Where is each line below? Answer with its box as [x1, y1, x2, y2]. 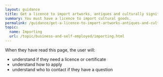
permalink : [5, 20, 27, 26]
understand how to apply [12, 61, 62, 67]
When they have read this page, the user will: [5, 47, 96, 53]
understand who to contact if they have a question [12, 66, 113, 72]
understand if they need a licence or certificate [12, 56, 106, 62]
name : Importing [9, 29, 42, 34]
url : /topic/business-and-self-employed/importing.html [9, 34, 125, 39]
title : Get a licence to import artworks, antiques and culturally [5, 12, 145, 16]
